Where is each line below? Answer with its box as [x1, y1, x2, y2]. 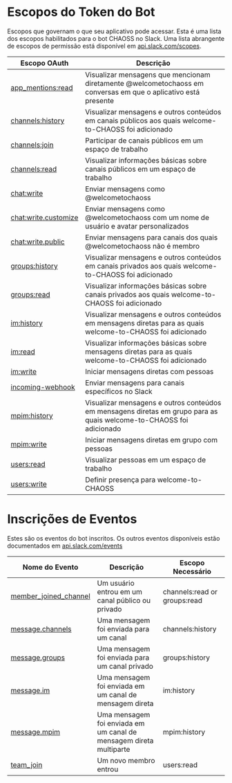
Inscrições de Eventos [7, 512, 137, 527]
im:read [10, 347, 36, 357]
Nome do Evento [22, 562, 79, 572]
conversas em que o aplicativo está [85, 87, 200, 97]
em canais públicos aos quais [85, 116, 181, 125]
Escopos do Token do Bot [7, 4, 155, 20]
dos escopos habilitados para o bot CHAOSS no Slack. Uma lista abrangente [7, 34, 225, 42]
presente [85, 96, 115, 105]
